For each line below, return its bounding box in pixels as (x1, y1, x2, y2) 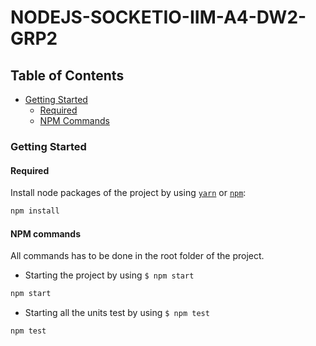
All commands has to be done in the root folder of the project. (10, 250, 265, 262)
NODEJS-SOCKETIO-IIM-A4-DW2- (10, 6, 307, 29)
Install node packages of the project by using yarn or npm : (10, 187, 247, 199)
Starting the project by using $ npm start (24, 269, 195, 281)
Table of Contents (10, 67, 125, 84)
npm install (10, 206, 60, 216)
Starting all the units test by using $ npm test (24, 307, 210, 319)
